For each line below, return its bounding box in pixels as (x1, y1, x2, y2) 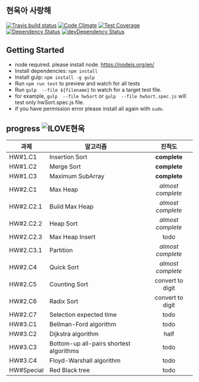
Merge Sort (49, 162, 81, 171)
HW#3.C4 (9, 357, 37, 365)
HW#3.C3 (9, 343, 37, 351)
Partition (49, 246, 73, 255)
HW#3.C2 (9, 330, 37, 338)
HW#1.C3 (9, 172, 37, 181)
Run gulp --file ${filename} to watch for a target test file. (14, 86, 162, 93)
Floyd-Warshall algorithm (49, 357, 121, 365)
